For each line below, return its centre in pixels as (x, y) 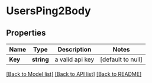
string (40, 59)
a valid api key (75, 59)
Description (75, 50)
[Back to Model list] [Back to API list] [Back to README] (74, 74)
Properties (26, 33)
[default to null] (121, 59)
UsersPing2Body (48, 11)
